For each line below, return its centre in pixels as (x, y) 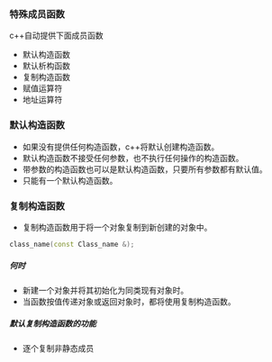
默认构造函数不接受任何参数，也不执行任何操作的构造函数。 (133, 158)
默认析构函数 (46, 66)
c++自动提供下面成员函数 (56, 36)
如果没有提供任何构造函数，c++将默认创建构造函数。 (121, 147)
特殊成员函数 (37, 14)
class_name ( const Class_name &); (72, 244)
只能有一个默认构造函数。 (70, 180)
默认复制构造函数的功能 (53, 324)
